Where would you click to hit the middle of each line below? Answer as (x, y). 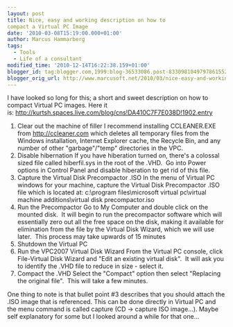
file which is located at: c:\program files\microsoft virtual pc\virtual (112, 192)
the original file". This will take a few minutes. (83, 281)
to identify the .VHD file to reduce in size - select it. (90, 266)
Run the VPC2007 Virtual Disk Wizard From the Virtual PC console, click (120, 251)
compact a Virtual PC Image (48, 26)
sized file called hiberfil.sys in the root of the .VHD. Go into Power (112, 163)
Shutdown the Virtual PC (52, 244)
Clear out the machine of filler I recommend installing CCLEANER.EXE (116, 126)
